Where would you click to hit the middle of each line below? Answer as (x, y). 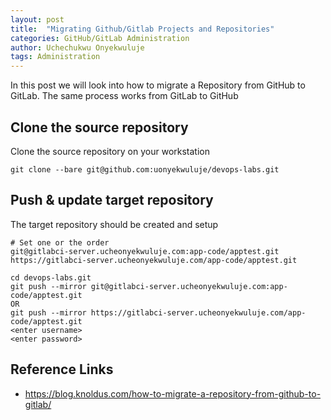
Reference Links (62, 369)
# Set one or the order (60, 242)
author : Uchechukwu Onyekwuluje (77, 47)
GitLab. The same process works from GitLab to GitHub (124, 96)
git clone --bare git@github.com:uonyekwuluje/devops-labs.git (145, 169)
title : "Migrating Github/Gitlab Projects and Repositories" (142, 29)
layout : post (37, 19)
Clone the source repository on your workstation (110, 151)
